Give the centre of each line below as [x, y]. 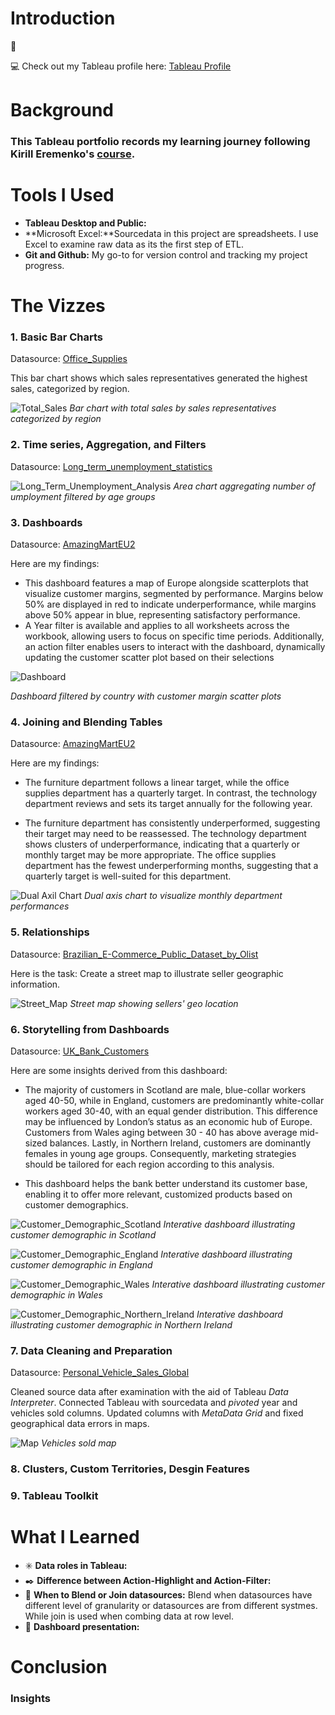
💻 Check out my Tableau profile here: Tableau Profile [121, 66]
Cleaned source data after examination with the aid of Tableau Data [149, 1392]
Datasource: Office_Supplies [69, 359]
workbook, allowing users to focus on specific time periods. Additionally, [174, 636]
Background [62, 110]
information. [35, 984]
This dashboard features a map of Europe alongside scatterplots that [166, 583]
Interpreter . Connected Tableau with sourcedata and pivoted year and [154, 1403]
